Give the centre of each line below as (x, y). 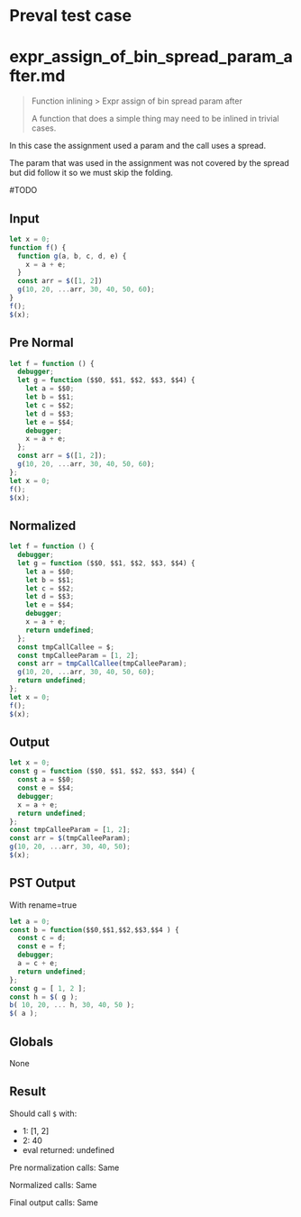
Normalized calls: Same (53, 1185)
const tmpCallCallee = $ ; (66, 647)
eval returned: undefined (68, 1149)
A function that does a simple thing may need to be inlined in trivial (155, 119)
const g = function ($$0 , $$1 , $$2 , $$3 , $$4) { (102, 772)
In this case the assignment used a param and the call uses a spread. (138, 146)
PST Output (43, 883)
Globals (32, 1042)
